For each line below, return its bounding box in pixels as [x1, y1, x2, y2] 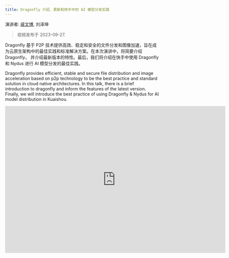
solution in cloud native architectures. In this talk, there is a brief [5, 80, 135, 86]
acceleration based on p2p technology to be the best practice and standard [5, 75, 158, 81]
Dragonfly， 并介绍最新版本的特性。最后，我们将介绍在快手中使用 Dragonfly [5, 54, 159, 60]
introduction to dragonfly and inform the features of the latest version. [5, 86, 146, 92]
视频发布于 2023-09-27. [17, 31, 66, 37]
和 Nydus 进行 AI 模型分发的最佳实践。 [5, 60, 83, 66]
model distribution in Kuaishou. [5, 96, 68, 102]
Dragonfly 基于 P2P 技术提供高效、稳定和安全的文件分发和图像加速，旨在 [5, 42, 153, 48]
